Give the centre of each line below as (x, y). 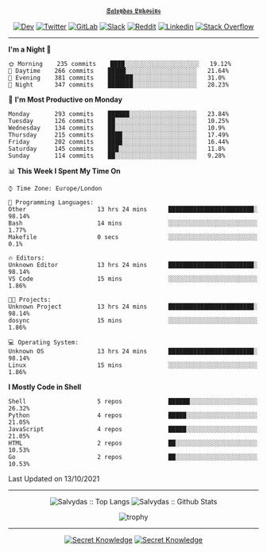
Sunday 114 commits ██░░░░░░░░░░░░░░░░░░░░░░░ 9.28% (117, 156)
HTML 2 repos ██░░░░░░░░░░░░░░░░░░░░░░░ (133, 443)
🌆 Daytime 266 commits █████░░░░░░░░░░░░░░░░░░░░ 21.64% (118, 71)
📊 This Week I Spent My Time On (64, 171)
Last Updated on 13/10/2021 (54, 479)
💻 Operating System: (44, 342)
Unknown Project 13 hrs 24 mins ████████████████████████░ (133, 307)
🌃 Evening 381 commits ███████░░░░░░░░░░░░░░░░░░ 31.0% (117, 78)
